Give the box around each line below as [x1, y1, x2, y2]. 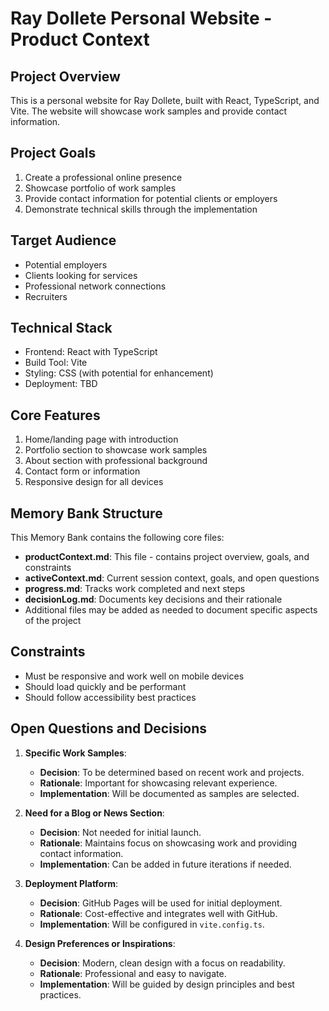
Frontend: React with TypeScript [24, 346, 158, 358]
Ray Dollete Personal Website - [10, 7, 273, 30]
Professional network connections [24, 280, 167, 292]
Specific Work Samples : [24, 747, 127, 759]
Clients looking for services [24, 269, 138, 281]
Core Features [10, 407, 101, 424]
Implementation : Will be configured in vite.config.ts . [39, 918, 265, 930]
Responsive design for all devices [24, 476, 164, 488]
